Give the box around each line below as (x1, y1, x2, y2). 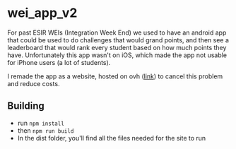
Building (7, 100, 45, 112)
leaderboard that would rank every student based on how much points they (7, 43, 227, 52)
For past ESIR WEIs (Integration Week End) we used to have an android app (7, 28, 227, 37)
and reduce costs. (7, 79, 60, 88)
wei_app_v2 (7, 5, 78, 21)
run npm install (17, 119, 65, 127)
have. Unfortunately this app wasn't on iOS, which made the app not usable (7, 51, 228, 59)
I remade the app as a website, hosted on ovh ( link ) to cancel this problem (7, 72, 223, 81)
